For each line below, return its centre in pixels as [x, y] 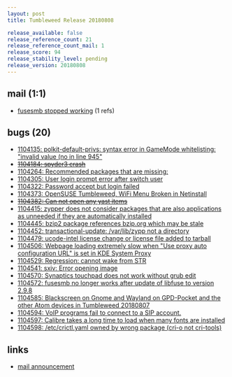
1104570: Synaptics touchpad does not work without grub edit [107, 276]
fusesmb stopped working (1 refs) [66, 111]
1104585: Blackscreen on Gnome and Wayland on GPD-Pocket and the [119, 298]
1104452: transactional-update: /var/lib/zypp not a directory [103, 231]
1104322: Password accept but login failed [78, 187]
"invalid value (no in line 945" [60, 157]
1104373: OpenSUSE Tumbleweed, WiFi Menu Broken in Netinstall [112, 194]
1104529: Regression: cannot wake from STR [82, 261]
